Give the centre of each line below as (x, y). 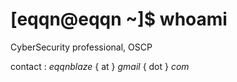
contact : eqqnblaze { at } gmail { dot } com (100, 66)
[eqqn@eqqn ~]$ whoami (119, 19)
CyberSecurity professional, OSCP (81, 47)
